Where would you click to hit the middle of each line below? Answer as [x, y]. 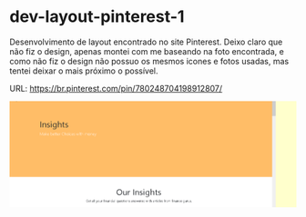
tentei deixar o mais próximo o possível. [84, 71]
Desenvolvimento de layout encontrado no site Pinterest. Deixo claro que [146, 42]
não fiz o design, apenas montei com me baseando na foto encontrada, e [147, 51]
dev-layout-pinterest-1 [97, 17]
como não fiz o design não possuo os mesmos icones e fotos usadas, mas [149, 61]
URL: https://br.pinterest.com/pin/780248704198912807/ [116, 88]
